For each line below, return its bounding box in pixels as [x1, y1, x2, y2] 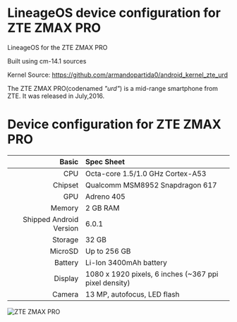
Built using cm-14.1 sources [7, 56, 87, 65]
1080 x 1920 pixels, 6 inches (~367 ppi [85, 269, 219, 279]
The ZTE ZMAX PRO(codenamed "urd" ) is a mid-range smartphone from [7, 84, 219, 92]
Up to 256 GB [85, 246, 131, 256]
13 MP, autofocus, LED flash [85, 289, 180, 299]
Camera [51, 289, 79, 299]
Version [53, 223, 79, 233]
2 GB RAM [85, 203, 120, 213]
